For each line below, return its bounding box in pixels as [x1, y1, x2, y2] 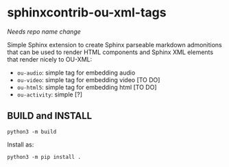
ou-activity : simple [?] [16, 90, 82, 99]
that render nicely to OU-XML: [7, 55, 93, 63]
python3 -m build [7, 128, 57, 135]
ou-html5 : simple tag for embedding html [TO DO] [16, 83, 157, 91]
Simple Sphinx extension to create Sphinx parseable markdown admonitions [7, 40, 222, 49]
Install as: [7, 140, 34, 149]
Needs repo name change [7, 27, 81, 36]
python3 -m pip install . [7, 153, 81, 160]
